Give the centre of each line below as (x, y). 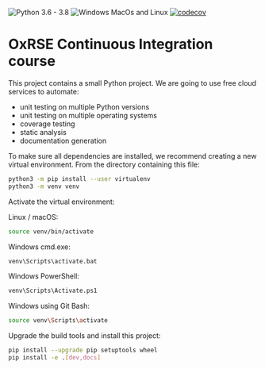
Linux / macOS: (33, 217)
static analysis (43, 132)
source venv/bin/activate (51, 231)
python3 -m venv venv (44, 186)
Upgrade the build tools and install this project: (84, 336)
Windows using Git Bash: (49, 306)
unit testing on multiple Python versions (84, 106)
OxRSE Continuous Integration (111, 44)
